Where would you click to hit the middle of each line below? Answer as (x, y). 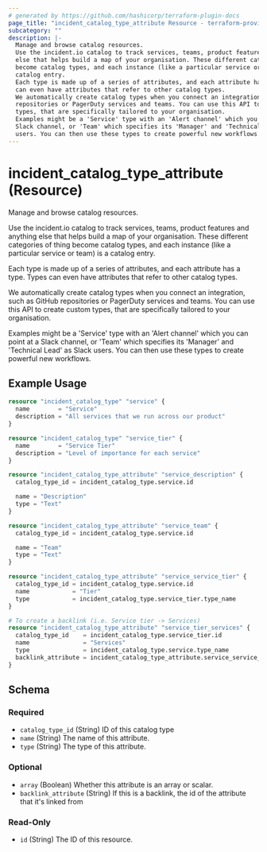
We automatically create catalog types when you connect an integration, (127, 292)
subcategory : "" (35, 30)
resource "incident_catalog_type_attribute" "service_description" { (126, 475)
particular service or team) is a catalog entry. (82, 253)
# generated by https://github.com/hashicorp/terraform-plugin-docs (124, 16)
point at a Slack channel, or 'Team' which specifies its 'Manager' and (121, 341)
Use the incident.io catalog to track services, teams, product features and (129, 228)
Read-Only (30, 822)
